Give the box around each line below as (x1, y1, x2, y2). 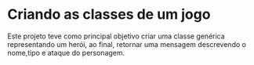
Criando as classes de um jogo (7, 5, 211, 23)
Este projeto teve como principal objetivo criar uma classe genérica (7, 31, 225, 41)
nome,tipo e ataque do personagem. (7, 48, 125, 57)
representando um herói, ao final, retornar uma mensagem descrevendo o (7, 39, 246, 49)
